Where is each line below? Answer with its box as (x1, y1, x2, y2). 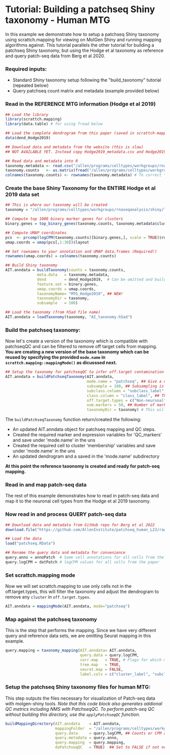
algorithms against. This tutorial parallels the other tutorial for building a (5, 42, 154, 48)
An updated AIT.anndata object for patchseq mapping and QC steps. (12, 426, 156, 432)
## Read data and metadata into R (5, 159, 78, 164)
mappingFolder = (55, 726, 92, 731)
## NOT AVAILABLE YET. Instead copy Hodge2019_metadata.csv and (5, 149, 144, 154)
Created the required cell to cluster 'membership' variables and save (12, 443, 156, 449)
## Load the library (5, 112, 49, 117)
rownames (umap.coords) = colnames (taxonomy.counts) (5, 254, 116, 259)
